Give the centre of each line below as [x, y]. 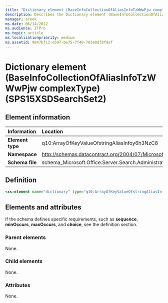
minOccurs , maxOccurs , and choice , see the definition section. [71, 224]
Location [52, 131]
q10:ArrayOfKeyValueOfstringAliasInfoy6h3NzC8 [100, 143]
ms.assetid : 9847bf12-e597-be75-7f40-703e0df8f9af [59, 42]
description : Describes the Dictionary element [56, 14]
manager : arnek [21, 19]
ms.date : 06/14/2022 [27, 24]
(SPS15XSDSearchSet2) [56, 99]
